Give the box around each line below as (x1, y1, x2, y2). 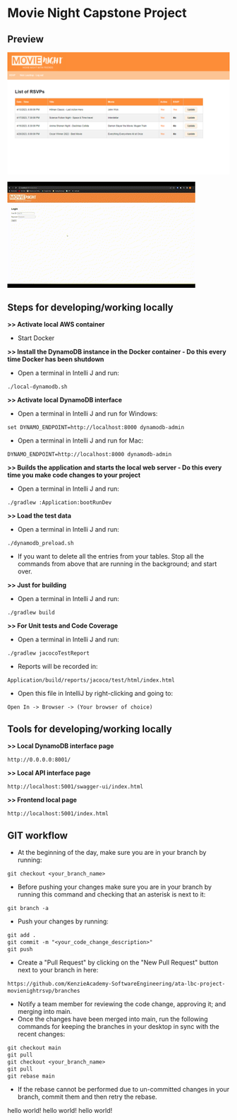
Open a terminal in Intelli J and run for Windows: (17, 409, 158, 418)
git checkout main (7, 1044, 61, 1051)
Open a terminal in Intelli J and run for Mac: (17, 436, 144, 445)
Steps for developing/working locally (7, 302, 174, 314)
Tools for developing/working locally (7, 723, 173, 735)
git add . (7, 932, 37, 939)
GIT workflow (7, 829, 68, 841)
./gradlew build (7, 609, 55, 617)
